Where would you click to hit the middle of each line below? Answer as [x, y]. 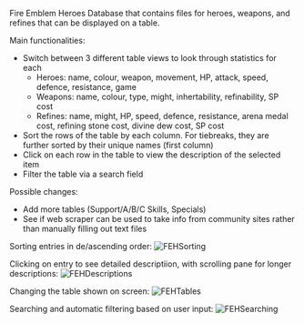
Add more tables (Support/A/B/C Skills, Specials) [114, 209]
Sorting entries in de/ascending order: [81, 246]
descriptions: [34, 273]
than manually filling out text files [85, 228]
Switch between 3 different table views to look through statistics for [150, 58]
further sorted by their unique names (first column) [118, 145]
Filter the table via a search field [83, 174]
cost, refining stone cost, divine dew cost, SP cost [130, 126]
